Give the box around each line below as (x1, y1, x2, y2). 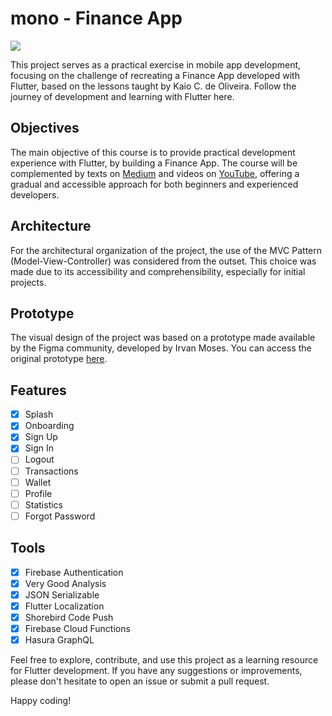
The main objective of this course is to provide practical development (10, 146, 296, 158)
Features (10, 382, 67, 399)
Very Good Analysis (24, 577, 107, 589)
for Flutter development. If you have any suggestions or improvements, (10, 665, 303, 677)
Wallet (24, 476, 52, 488)
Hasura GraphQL (24, 634, 95, 646)
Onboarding (24, 420, 75, 432)
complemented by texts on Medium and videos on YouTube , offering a (10, 167, 300, 179)
